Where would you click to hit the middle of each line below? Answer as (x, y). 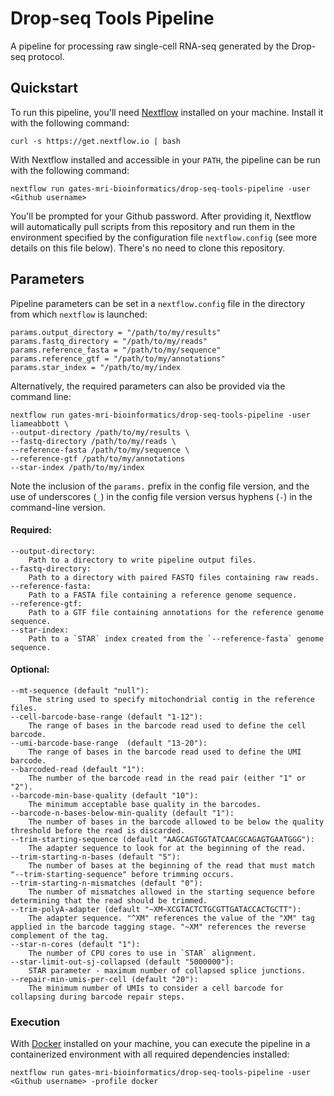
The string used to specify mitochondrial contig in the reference (171, 699)
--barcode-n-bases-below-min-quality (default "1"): (122, 813)
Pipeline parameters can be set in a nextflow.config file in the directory (158, 303)
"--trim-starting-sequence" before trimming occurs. (122, 874)
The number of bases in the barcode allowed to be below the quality (176, 822)
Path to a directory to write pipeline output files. (142, 560)
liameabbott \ (40, 423)
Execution (35, 1022)
